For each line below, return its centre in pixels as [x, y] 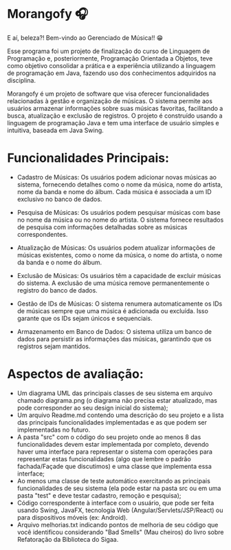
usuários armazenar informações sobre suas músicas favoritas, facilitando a [115, 108]
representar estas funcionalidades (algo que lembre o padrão [104, 458]
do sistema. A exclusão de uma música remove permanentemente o [113, 283]
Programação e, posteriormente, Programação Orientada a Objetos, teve [110, 58]
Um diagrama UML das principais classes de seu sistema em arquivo [115, 393]
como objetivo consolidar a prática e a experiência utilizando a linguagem [111, 65]
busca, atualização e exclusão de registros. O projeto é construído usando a [115, 116]
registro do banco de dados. [57, 290]
